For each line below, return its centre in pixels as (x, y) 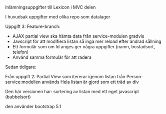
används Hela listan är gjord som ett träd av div (90, 82)
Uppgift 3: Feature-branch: (33, 26)
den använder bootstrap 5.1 (33, 106)
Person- (135, 76)
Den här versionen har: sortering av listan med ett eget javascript (72, 91)
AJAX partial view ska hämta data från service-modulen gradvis (78, 36)
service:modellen (23, 82)
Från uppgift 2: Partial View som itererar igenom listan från (65, 76)
